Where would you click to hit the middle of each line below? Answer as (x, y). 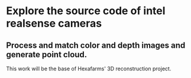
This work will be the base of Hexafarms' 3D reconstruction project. (89, 69)
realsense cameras (54, 23)
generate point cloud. (47, 54)
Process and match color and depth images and (96, 45)
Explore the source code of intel (86, 11)
